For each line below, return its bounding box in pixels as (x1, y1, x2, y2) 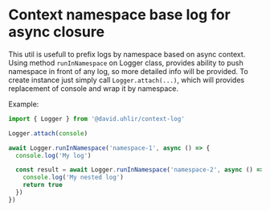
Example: (8, 99, 39, 109)
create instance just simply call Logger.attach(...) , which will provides (8, 75, 245, 85)
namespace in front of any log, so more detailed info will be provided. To (8, 66, 249, 76)
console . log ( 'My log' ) (15, 151, 92, 159)
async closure (8, 23, 105, 41)
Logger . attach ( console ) (8, 129, 88, 138)
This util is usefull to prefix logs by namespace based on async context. (8, 49, 246, 59)
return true (22, 181, 63, 189)
